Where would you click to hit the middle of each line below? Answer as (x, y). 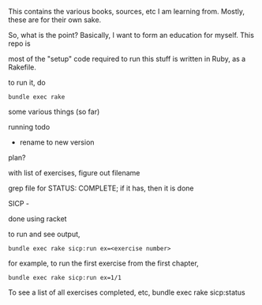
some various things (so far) (54, 111)
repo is (19, 43)
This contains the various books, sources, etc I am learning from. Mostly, (127, 11)
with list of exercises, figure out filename (74, 173)
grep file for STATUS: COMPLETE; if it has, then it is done (101, 188)
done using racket (37, 219)
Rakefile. (22, 67)
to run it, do (27, 83)
